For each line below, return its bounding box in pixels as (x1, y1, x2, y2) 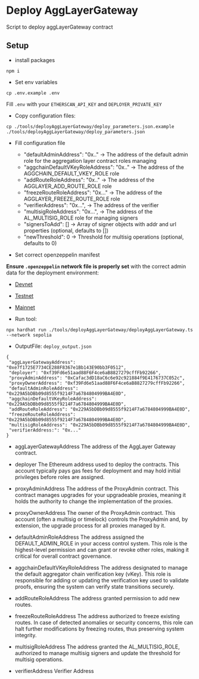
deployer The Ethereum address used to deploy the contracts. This (14, 461, 180, 468)
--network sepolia (6, 332, 52, 338)
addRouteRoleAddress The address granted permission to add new (14, 594, 180, 601)
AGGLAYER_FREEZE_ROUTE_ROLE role (23, 195, 120, 202)
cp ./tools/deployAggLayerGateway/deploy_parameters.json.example (6, 124, 175, 129)
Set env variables (14, 78, 58, 85)
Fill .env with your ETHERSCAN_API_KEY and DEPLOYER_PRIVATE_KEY (6, 100, 162, 107)
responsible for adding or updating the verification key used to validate (14, 576, 189, 584)
